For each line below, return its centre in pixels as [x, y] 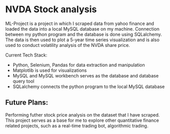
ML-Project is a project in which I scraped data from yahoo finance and [80, 23]
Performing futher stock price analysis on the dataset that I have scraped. [83, 115]
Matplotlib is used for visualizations [50, 70]
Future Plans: [27, 103]
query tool [23, 81]
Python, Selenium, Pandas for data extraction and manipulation [79, 65]
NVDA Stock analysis [51, 9]
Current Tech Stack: [26, 55]
